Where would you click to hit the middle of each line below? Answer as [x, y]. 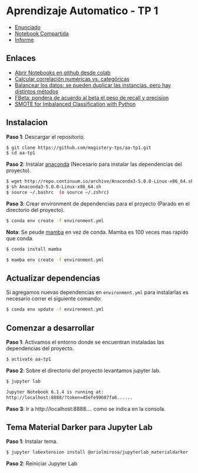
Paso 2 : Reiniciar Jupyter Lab [42, 464]
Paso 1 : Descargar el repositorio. [46, 136]
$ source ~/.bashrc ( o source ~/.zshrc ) [58, 193]
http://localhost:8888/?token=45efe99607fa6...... [70, 397]
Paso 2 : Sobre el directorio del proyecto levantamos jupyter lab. [83, 370]
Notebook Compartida [42, 33]
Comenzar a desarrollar [50, 328]
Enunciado [28, 27]
